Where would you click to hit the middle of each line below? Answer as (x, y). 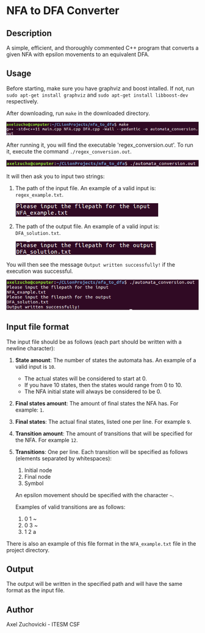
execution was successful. (40, 271)
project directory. (28, 550)
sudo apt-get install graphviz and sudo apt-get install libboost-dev (97, 95)
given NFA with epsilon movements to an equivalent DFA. (78, 54)
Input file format (38, 327)
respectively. (22, 101)
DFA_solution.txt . (38, 232)
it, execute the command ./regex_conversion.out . (69, 151)
